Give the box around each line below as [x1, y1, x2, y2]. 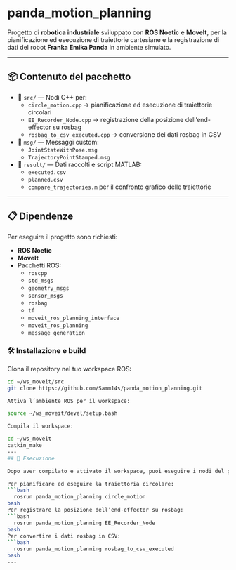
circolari [27, 107, 52, 117]
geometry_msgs [27, 284, 70, 292]
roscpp [27, 270, 48, 277]
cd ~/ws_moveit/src [7, 378, 65, 385]
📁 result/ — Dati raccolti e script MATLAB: [17, 160, 143, 168]
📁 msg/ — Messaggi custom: [17, 138, 100, 146]
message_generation [27, 329, 86, 336]
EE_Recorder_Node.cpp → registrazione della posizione [27, 115, 184, 124]
